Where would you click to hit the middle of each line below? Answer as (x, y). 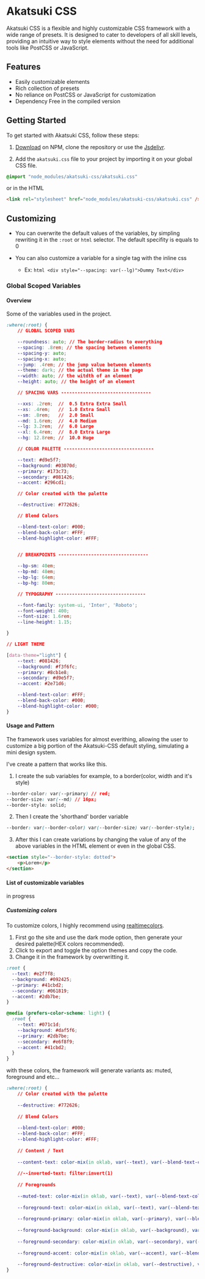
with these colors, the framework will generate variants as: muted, (89, 1070)
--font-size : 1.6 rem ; (45, 617)
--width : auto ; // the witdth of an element (75, 376)
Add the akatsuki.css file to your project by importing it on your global (104, 159)
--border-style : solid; (37, 805)
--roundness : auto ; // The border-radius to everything (90, 342)
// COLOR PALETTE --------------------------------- (86, 449)
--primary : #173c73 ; (43, 471)
